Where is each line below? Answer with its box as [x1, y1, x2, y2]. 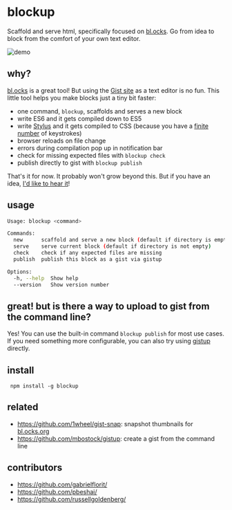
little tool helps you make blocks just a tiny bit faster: [7, 93, 157, 102]
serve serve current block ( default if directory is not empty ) [13, 243, 212, 250]
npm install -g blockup [10, 383, 79, 390]
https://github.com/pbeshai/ [17, 487, 98, 495]
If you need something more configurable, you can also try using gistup [7, 337, 211, 345]
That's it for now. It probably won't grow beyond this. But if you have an [7, 172, 211, 180]
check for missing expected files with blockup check [17, 151, 166, 159]
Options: [7, 268, 32, 275]
